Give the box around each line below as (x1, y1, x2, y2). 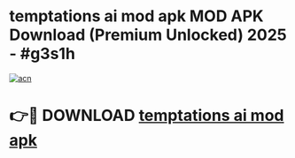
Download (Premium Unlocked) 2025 (9, 25, 288, 45)
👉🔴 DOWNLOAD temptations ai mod (9, 106, 284, 125)
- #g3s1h (9, 44, 75, 64)
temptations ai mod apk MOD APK (9, 6, 264, 26)
